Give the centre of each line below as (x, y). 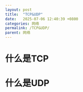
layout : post (19, 10)
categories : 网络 (22, 23)
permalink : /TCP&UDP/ (27, 28)
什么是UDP (27, 83)
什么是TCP (27, 59)
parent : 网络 (18, 33)
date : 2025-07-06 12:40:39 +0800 (42, 19)
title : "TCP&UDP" (24, 14)
